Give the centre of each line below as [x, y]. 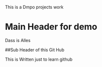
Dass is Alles [18, 40]
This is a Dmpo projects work [34, 7]
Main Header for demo [51, 27]
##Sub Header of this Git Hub [35, 50]
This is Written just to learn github [39, 59]
